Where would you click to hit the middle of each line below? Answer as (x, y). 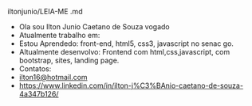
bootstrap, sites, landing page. (69, 60)
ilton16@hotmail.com (53, 77)
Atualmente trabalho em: (59, 35)
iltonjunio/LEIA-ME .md (45, 11)
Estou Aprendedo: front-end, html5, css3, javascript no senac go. (126, 44)
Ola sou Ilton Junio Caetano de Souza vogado (94, 26)
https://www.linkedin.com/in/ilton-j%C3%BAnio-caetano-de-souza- (131, 85)
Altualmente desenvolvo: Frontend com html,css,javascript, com (124, 52)
